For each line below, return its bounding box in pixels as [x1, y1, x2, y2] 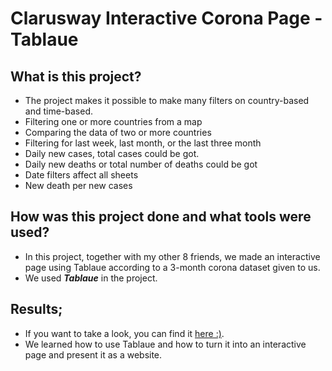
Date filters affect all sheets [24, 169, 139, 181]
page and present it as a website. [24, 348, 163, 361]
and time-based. [24, 105, 94, 117]
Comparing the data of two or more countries [24, 127, 212, 138]
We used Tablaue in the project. [24, 272, 158, 284]
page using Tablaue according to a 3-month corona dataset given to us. [24, 261, 321, 273]
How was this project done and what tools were [10, 208, 312, 226]
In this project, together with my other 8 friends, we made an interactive [24, 250, 321, 262]
